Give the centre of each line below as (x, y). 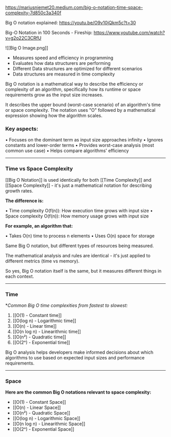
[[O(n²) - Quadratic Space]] (41, 413)
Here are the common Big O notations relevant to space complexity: (78, 392)
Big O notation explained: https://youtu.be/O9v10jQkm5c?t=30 (71, 23)
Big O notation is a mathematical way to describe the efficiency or (74, 84)
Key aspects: (22, 129)
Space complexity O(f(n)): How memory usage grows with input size (77, 216)
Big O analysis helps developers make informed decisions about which (79, 352)
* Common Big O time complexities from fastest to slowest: (67, 305)
